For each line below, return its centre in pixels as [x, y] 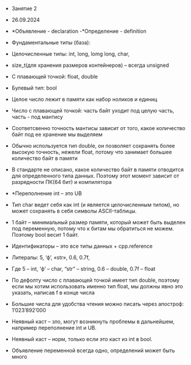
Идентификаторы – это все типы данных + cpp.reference [82, 246]
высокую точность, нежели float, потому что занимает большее [92, 152]
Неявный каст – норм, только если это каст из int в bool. [82, 339]
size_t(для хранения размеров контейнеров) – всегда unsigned [90, 65]
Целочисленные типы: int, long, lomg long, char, [70, 54]
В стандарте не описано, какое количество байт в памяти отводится [98, 170]
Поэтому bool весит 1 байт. [45, 235]
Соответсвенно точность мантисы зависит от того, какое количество [98, 128]
